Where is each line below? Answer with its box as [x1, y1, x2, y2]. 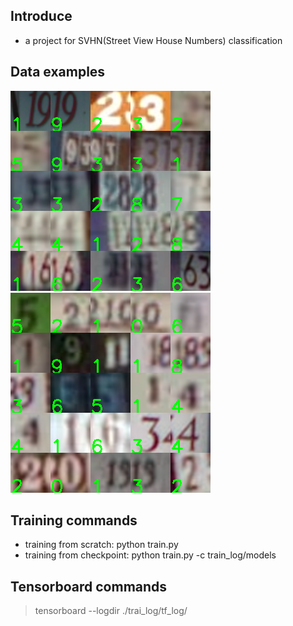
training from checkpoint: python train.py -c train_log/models [24, 549, 277, 561]
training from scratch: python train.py [24, 539, 179, 551]
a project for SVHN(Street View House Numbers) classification [24, 34, 283, 46]
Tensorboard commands [10, 578, 168, 595]
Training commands [10, 512, 138, 529]
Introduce [10, 8, 73, 25]
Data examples [10, 64, 106, 81]
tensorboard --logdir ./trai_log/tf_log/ [34, 605, 188, 617]
